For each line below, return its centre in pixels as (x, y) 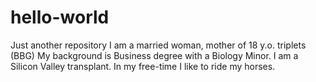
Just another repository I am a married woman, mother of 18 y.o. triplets (158, 45)
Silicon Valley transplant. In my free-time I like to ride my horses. (143, 66)
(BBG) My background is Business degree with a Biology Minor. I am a (154, 55)
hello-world (60, 17)
